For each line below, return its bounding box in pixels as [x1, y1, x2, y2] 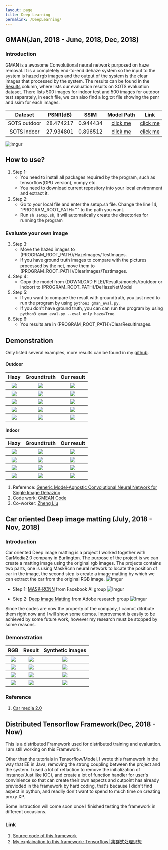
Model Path [107, 111, 135, 118]
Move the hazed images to [20, 246, 75, 252]
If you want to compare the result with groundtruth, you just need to [20, 295, 160, 301]
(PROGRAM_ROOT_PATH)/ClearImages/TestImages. [20, 268, 128, 274]
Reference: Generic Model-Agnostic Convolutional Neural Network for [12, 484, 157, 490]
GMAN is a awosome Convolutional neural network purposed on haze [5, 62, 149, 68]
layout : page [5, 7, 33, 13]
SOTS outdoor [8, 120, 42, 127]
